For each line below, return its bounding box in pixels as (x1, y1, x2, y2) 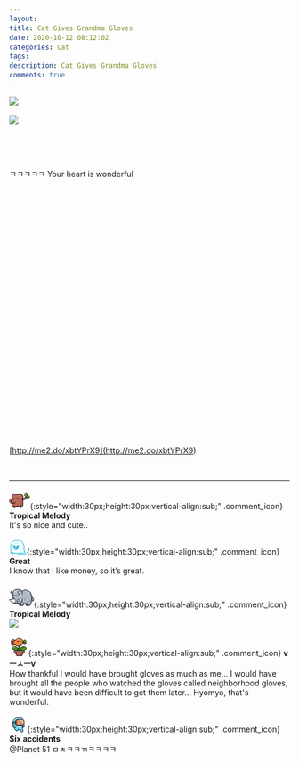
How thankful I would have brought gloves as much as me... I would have (9, 668, 278, 678)
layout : (9, 14, 38, 23)
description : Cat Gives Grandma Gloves (9, 61, 158, 70)
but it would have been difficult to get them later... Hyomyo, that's (9, 686, 249, 698)
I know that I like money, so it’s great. (9, 565, 145, 576)
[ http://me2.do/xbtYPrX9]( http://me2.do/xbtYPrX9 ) (9, 445, 197, 456)
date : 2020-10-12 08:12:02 (9, 33, 109, 42)
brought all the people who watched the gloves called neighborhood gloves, (9, 677, 288, 688)
